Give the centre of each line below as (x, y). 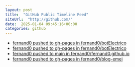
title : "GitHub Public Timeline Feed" (47, 15)
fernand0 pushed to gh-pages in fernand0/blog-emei (67, 59)
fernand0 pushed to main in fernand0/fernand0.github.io (71, 54)
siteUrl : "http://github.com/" (39, 19)
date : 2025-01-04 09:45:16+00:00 (41, 24)
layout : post (19, 10)
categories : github (26, 29)
